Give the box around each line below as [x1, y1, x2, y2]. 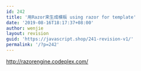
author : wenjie [6, 25, 44, 31]
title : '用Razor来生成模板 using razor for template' [6, 14, 136, 20]
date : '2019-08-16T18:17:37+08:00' [6, 20, 94, 25]
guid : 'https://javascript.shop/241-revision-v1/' [6, 36, 134, 42]
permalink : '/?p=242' [6, 42, 60, 48]
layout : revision [6, 31, 49, 37]
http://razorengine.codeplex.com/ [6, 57, 89, 65]
